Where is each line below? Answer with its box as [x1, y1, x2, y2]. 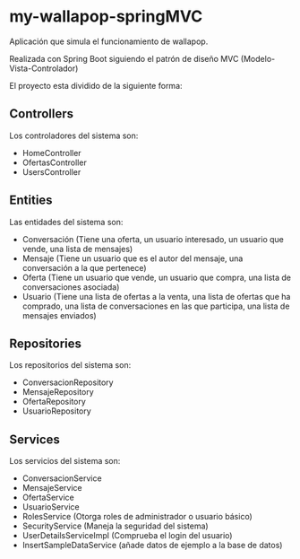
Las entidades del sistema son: [9, 216, 124, 227]
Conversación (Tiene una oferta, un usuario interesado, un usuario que [21, 233, 284, 244]
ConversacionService [21, 473, 102, 484]
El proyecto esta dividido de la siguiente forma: [9, 80, 183, 91]
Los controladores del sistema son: [9, 130, 139, 141]
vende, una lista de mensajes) [21, 243, 133, 254]
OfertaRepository [21, 397, 87, 407]
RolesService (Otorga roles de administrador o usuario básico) [21, 511, 253, 522]
